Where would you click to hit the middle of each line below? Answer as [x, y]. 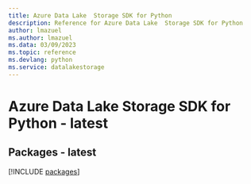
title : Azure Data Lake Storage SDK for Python [90, 15]
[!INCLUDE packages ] [44, 171]
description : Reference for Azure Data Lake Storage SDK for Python [126, 23]
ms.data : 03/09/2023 [42, 45]
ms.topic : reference [42, 52]
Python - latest [58, 123]
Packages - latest [52, 153]
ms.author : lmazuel [41, 38]
